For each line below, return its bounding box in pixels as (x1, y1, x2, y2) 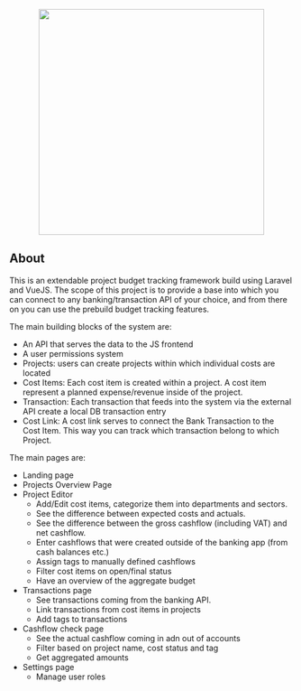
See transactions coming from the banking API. (35, 594, 212, 605)
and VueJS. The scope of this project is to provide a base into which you (9, 285, 279, 295)
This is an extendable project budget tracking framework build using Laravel (9, 275, 293, 285)
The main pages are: (9, 452, 86, 462)
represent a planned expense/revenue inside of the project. (22, 387, 243, 397)
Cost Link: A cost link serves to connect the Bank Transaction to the (22, 416, 275, 426)
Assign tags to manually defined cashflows (35, 556, 196, 566)
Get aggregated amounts (35, 651, 129, 663)
